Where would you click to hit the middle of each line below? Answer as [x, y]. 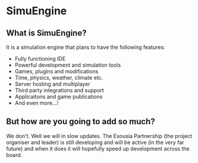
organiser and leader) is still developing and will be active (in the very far [95, 142]
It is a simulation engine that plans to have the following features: [86, 47]
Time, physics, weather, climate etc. [59, 78]
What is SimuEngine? [46, 33]
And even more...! [37, 103]
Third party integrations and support [59, 90]
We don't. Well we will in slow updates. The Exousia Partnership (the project [99, 136]
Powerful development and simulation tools [68, 65]
